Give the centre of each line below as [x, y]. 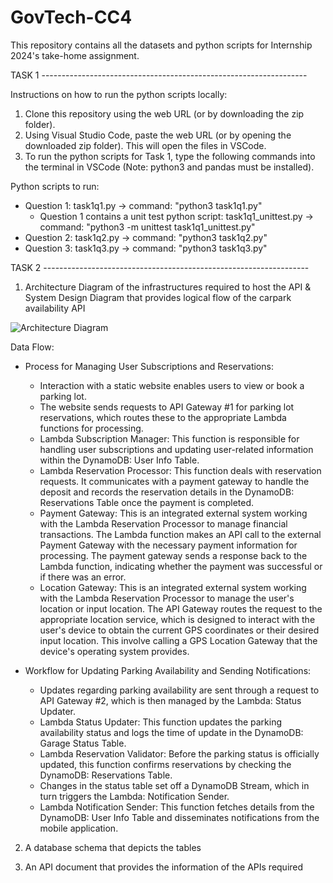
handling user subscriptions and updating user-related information [176, 449]
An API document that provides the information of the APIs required [164, 867]
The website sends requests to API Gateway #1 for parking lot [167, 407]
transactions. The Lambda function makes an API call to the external [180, 534]
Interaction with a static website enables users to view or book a [172, 385]
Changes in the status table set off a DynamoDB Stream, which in [174, 785]
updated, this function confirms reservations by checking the [165, 764]
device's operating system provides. [114, 651]
